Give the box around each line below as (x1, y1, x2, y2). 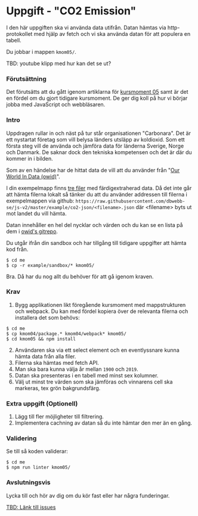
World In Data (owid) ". (6, 173, 61, 180)
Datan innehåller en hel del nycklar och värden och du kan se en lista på (6, 221, 183, 228)
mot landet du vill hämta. (6, 210, 67, 217)
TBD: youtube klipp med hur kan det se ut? (6, 60, 112, 67)
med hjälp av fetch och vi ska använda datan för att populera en (33, 30, 191, 37)
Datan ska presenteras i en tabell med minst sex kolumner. (14, 371, 159, 379)
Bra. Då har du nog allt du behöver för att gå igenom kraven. (6, 273, 154, 280)
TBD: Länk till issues (6, 503, 56, 511)
